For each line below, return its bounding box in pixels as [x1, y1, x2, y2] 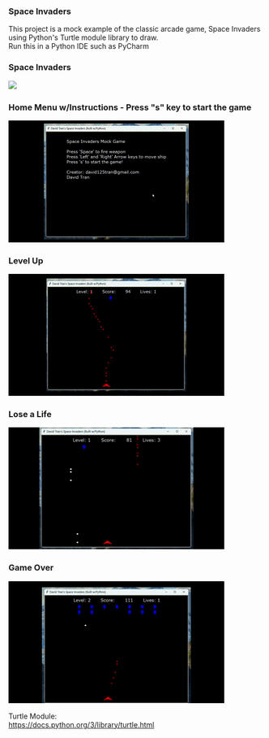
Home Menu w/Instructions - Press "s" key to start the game [8, 102, 252, 113]
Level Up [8, 254, 44, 266]
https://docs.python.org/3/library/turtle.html [8, 719, 155, 729]
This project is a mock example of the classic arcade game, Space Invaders [8, 24, 261, 34]
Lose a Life [8, 409, 53, 420]
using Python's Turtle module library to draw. [8, 33, 159, 42]
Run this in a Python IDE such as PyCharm [8, 41, 150, 51]
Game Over [8, 562, 54, 574]
